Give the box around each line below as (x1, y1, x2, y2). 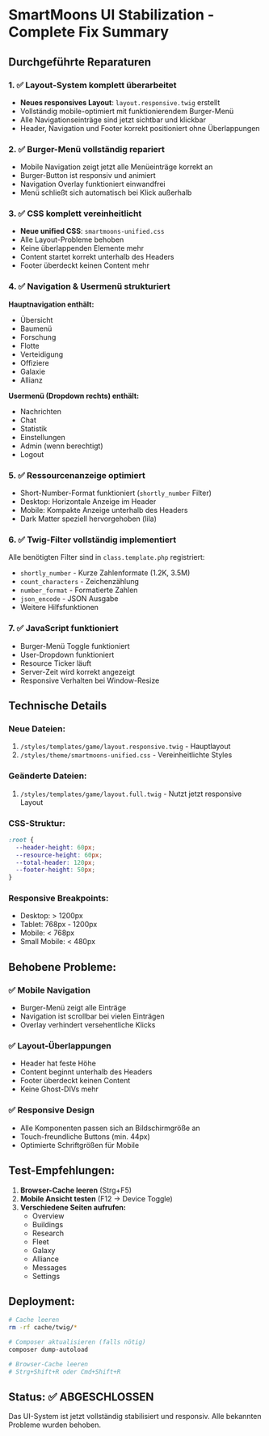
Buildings (32, 1219, 64, 1229)
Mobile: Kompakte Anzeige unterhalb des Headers (19, 506, 188, 515)
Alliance (32, 1254, 59, 1264)
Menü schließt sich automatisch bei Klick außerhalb (19, 188, 192, 197)
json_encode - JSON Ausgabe (19, 594, 119, 604)
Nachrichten (19, 406, 62, 416)
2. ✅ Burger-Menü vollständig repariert (8, 143, 166, 155)
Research (32, 1228, 65, 1238)
